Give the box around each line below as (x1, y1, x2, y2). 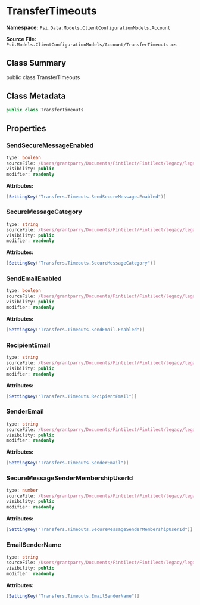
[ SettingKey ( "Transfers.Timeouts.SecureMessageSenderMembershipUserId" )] (6, 526, 193, 532)
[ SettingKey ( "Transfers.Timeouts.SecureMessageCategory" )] (6, 260, 156, 266)
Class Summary (6, 58, 67, 68)
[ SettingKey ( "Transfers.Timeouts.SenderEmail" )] (6, 460, 129, 466)
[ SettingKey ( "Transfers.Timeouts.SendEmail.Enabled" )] (6, 327, 145, 333)
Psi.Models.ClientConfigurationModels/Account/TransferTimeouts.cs (6, 42, 177, 48)
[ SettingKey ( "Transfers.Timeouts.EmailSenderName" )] (6, 593, 140, 599)
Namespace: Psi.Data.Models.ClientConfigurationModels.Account (6, 24, 171, 31)
